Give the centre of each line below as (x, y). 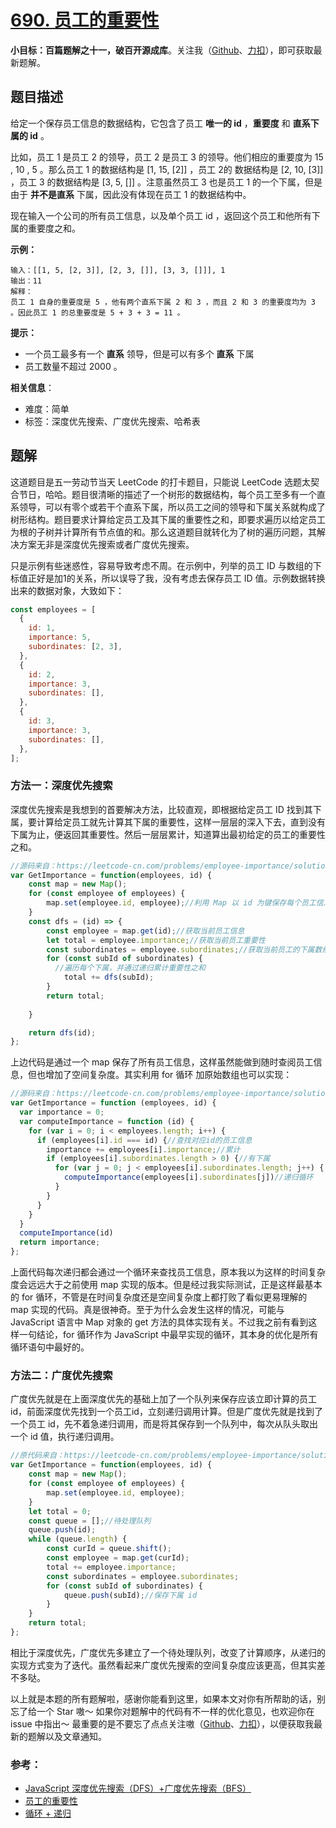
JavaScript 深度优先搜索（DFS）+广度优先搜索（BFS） (138, 1788)
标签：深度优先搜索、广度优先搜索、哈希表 (112, 421)
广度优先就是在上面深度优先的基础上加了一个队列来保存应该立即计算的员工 (163, 1399)
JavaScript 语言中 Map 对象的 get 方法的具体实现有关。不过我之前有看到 (159, 1322)
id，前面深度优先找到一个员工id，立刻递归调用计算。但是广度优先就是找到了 (166, 1412)
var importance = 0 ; (62, 1112)
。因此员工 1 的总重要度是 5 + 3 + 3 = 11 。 (97, 312)
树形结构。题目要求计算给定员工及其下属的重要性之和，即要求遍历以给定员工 (168, 519)
